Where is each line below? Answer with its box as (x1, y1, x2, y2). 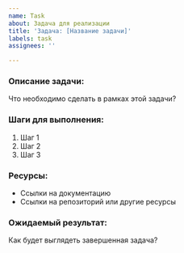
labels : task (8, 34, 52, 43)
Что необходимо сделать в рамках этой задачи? (8, 94, 177, 103)
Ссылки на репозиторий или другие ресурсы (19, 197, 176, 207)
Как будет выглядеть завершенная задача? (8, 235, 158, 245)
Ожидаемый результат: (8, 217, 107, 228)
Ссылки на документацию (19, 188, 111, 198)
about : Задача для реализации (8, 19, 111, 27)
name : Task (8, 11, 45, 20)
